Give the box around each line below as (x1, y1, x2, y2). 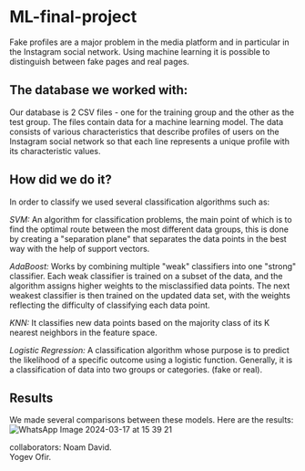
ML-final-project (9, 6, 137, 27)
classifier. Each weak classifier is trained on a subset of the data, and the (9, 270, 283, 281)
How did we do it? (9, 172, 112, 188)
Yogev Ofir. (9, 452, 52, 463)
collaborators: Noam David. (9, 442, 112, 453)
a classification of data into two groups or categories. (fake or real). (9, 363, 262, 375)
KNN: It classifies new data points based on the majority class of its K (9, 317, 270, 328)
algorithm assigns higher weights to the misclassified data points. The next (9, 280, 290, 291)
